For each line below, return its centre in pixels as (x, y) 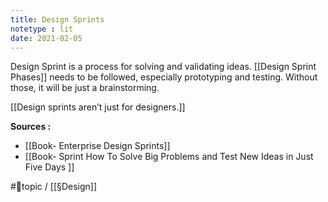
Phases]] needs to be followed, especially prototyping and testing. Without (164, 77)
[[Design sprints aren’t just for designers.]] (98, 107)
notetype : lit (42, 29)
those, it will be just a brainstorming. (85, 88)
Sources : (31, 127)
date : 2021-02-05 (46, 38)
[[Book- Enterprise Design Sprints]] (97, 146)
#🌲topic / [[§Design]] (54, 187)
